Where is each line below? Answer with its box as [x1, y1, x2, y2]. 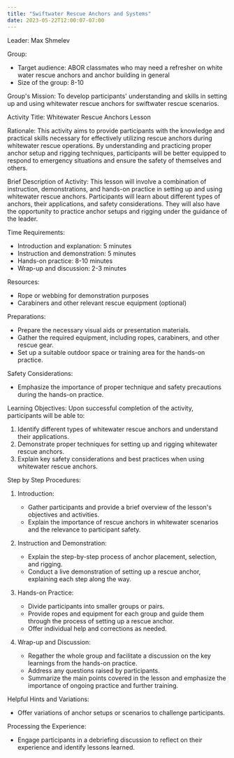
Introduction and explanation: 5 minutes [17, 241, 132, 250]
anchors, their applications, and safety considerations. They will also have [7, 199, 220, 208]
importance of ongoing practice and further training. [27, 681, 179, 689]
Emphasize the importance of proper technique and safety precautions [17, 383, 222, 391]
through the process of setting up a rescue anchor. [27, 616, 175, 625]
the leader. [7, 215, 38, 223]
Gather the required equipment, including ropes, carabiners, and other [17, 333, 220, 341]
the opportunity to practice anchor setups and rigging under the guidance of [7, 207, 228, 215]
